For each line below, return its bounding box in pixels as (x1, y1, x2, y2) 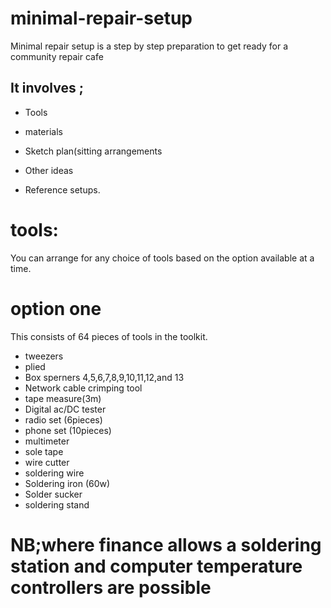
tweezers (24, 350, 64, 362)
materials (24, 125, 63, 137)
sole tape (24, 445, 64, 457)
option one (10, 297, 102, 320)
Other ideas (24, 164, 74, 176)
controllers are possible (10, 576, 212, 599)
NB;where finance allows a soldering (10, 533, 322, 556)
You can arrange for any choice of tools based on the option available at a (10, 252, 315, 264)
